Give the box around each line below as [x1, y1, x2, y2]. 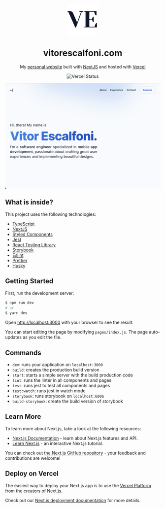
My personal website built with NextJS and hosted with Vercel [19, 64, 146, 69]
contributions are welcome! [5, 455, 61, 461]
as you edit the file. [23, 334, 62, 340]
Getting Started [5, 277, 54, 285]
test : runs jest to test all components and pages [12, 383, 110, 389]
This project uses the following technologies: [5, 211, 96, 217]
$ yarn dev [5, 310, 28, 316]
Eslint [12, 252, 24, 258]
